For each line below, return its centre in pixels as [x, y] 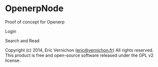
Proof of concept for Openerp [35, 22]
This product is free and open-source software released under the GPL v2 [79, 55]
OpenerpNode [35, 8]
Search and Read [22, 41]
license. [13, 60]
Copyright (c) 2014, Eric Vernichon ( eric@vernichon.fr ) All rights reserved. [79, 50]
